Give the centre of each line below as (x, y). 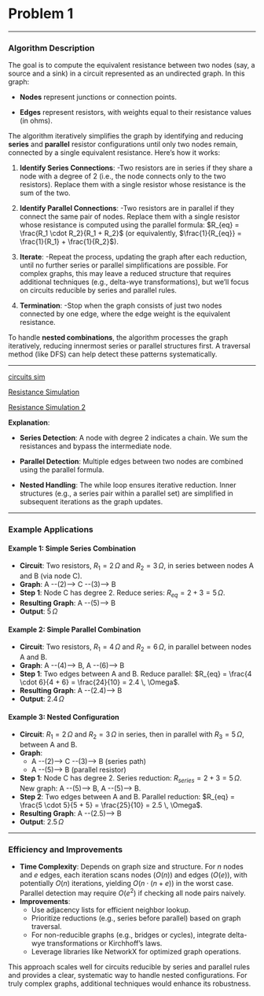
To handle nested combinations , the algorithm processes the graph (118, 338)
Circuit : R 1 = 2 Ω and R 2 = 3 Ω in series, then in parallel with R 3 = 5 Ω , (132, 735)
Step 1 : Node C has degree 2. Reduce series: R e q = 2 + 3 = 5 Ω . (122, 593)
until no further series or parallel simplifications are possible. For (124, 265)
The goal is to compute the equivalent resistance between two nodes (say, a (132, 65)
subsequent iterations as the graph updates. (91, 502)
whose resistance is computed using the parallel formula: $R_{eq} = (129, 225)
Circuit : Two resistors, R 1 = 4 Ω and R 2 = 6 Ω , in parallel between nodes (135, 647)
